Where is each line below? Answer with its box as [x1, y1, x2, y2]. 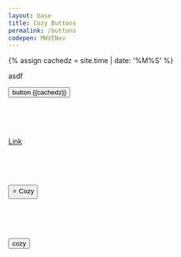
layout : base [8, 11, 52, 20]
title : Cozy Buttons [8, 19, 77, 27]
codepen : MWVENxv [8, 34, 66, 42]
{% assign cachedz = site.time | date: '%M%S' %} [8, 56, 174, 65]
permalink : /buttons [8, 26, 77, 34]
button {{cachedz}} [12, 89, 67, 97]
